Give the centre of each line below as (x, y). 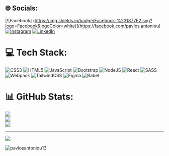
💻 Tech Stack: (36, 53)
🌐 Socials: (22, 8)
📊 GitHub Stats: (39, 97)
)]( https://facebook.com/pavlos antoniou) (118, 26)
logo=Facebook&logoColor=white (40, 26)
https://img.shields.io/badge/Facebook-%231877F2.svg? (93, 20)
